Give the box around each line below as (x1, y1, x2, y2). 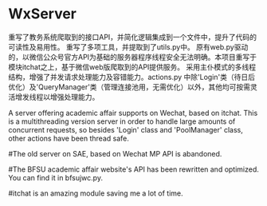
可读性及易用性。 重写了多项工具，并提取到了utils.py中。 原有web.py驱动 (8, 42, 249, 52)
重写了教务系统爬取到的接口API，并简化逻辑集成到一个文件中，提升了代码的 (8, 32, 257, 42)
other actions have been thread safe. (8, 133, 129, 143)
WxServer (8, 5, 77, 23)
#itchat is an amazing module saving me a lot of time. (8, 188, 183, 198)
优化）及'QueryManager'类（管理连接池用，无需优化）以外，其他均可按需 (8, 81, 251, 92)
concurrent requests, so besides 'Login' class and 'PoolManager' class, (8, 125, 243, 134)
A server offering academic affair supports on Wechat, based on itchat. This (8, 108, 258, 117)
